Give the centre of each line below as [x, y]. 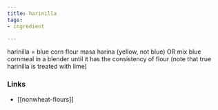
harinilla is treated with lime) [47, 67]
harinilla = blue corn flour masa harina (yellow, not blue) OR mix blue [104, 52]
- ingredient [26, 26]
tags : [15, 20]
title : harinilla [32, 13]
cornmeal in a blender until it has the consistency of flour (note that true [109, 59]
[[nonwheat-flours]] [45, 99]
